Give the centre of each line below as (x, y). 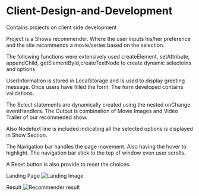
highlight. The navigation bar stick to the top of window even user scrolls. (96, 153)
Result (14, 187)
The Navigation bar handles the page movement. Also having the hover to (97, 146)
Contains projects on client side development (61, 27)
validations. (20, 93)
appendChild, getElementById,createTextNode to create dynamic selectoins (99, 63)
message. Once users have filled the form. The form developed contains (95, 86)
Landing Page (23, 175)
